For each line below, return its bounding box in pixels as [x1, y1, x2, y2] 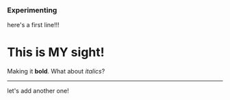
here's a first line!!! [7, 21, 60, 29]
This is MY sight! [7, 45, 105, 60]
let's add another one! [7, 87, 70, 95]
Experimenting [7, 5, 57, 15]
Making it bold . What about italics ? [7, 67, 105, 76]
